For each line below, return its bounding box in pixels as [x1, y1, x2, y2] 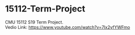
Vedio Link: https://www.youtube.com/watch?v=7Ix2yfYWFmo [5, 24, 130, 30]
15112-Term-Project [5, 3, 85, 14]
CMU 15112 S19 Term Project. [5, 19, 63, 25]
